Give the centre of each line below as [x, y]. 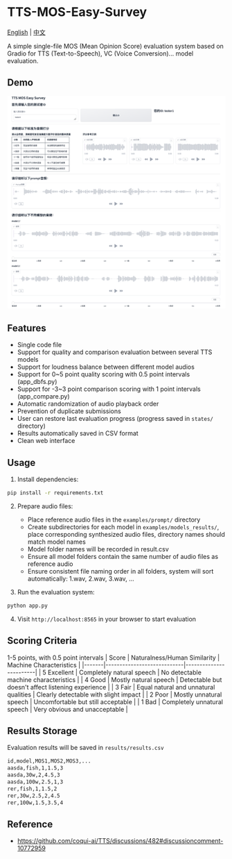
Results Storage [42, 731]
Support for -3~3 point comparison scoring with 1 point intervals [109, 389]
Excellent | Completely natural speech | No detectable [125, 672]
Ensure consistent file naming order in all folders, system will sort [121, 571]
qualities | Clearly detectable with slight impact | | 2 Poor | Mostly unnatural [115, 694]
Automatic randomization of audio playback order [88, 404]
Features [27, 328]
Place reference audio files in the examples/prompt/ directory [114, 519]
